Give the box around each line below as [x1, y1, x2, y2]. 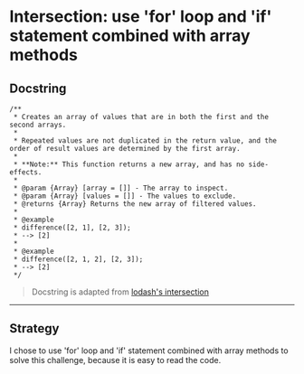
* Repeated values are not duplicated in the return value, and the [13, 136, 278, 145]
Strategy [9, 321, 60, 336]
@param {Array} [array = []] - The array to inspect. [21, 183, 229, 192]
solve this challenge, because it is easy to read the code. [9, 354, 222, 365]
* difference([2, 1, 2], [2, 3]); [13, 255, 144, 264]
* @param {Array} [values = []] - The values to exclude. [13, 192, 237, 201]
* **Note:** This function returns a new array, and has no [13, 160, 245, 169]
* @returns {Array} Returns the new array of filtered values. [13, 200, 257, 209]
